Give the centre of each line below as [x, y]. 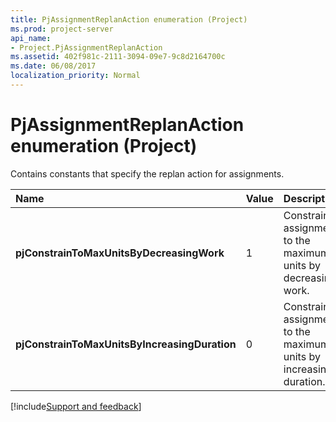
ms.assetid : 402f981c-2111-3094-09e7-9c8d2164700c [118, 57]
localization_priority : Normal [75, 76]
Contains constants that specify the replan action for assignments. [147, 173]
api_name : [31, 38]
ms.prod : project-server [62, 29]
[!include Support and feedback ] [76, 406]
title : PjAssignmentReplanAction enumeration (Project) [129, 19]
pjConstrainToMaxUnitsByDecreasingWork [120, 253]
